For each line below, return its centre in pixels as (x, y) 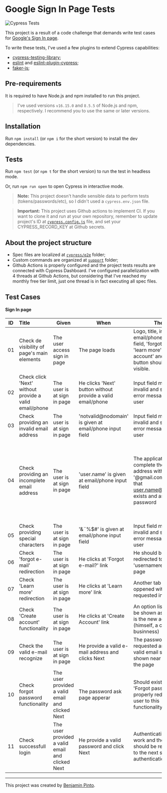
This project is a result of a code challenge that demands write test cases (80, 32)
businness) (146, 631)
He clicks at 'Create (102, 616)
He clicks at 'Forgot (101, 559)
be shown (145, 613)
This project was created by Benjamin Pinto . (50, 785)
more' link (90, 592)
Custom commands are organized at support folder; (65, 260)
